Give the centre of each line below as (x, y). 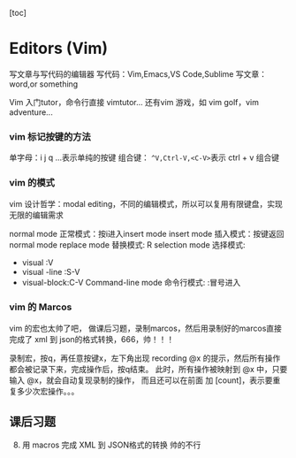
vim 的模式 (32, 183)
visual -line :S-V (51, 271)
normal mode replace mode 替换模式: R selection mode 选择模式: (127, 244)
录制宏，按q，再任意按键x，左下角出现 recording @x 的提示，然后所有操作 (145, 358)
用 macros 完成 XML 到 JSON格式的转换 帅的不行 (111, 445)
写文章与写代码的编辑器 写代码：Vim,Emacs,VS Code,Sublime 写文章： (138, 73)
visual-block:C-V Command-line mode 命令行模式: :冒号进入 (131, 282)
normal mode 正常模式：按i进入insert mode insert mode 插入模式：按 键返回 (147, 233)
